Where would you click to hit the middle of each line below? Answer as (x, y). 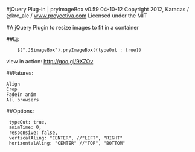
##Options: (20, 111)
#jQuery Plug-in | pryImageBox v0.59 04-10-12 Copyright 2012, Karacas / (97, 9)
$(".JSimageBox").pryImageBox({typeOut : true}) (79, 50)
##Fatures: (20, 73)
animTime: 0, (25, 127)
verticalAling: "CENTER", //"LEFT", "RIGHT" (66, 138)
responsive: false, (34, 133)
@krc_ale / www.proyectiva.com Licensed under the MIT (77, 16)
